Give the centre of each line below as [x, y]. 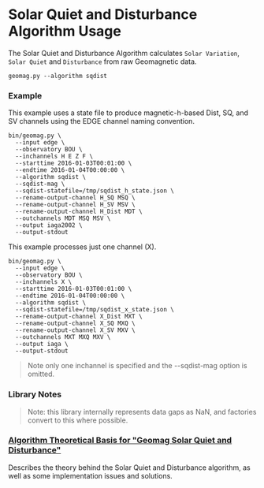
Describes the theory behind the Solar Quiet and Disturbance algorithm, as [129, 468]
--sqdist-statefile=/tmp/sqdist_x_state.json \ [95, 310]
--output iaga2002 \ [49, 225]
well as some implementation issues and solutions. [91, 475]
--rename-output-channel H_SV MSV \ [75, 205]
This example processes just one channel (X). [82, 247]
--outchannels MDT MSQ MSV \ [63, 218]
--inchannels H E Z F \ [54, 156]
